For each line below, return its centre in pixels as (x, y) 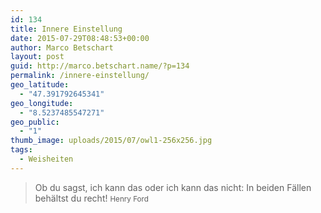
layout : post (37, 57)
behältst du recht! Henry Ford (91, 198)
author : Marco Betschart (62, 47)
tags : (21, 150)
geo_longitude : (42, 103)
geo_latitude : (40, 85)
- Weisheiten (46, 159)
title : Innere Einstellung (66, 29)
